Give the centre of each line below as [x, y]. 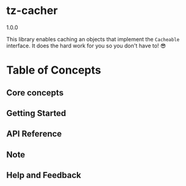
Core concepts [35, 93]
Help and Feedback [44, 175]
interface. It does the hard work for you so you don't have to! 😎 [86, 46]
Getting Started [36, 113]
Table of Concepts [54, 70]
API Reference [34, 134]
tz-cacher [32, 11]
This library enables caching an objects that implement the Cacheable [93, 39]
